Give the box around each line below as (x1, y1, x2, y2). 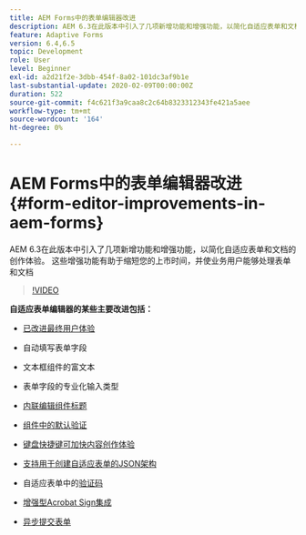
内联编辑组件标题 (22, 399, 87, 410)
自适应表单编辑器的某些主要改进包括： (9, 303, 153, 314)
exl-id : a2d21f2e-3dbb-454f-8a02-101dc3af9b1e (9, 73, 189, 82)
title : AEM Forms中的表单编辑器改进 (9, 13, 137, 23)
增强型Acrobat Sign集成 (22, 497, 112, 508)
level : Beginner (9, 65, 71, 74)
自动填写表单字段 (22, 342, 87, 353)
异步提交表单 (22, 516, 71, 527)
